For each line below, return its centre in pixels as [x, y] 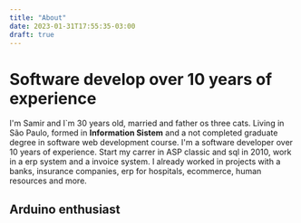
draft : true [32, 34]
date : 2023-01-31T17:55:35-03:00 [73, 26]
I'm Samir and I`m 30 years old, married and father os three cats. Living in [147, 124]
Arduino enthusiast [65, 209]
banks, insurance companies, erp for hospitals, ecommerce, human [136, 172]
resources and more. [49, 181]
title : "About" [38, 18]
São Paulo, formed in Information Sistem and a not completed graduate [144, 133]
